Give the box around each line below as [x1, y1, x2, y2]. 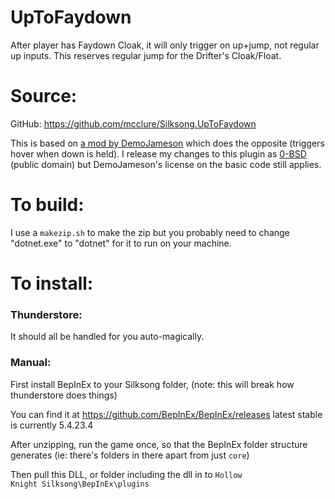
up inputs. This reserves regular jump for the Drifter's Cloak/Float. [10, 49, 282, 61]
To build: [10, 194, 85, 216]
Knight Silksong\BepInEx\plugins [10, 479, 150, 489]
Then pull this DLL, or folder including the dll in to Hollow [10, 468, 243, 480]
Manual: [10, 356, 52, 370]
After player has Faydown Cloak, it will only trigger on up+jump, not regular [10, 39, 320, 51]
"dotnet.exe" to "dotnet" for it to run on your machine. [10, 237, 232, 249]
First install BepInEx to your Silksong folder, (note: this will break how [10, 378, 295, 390]
